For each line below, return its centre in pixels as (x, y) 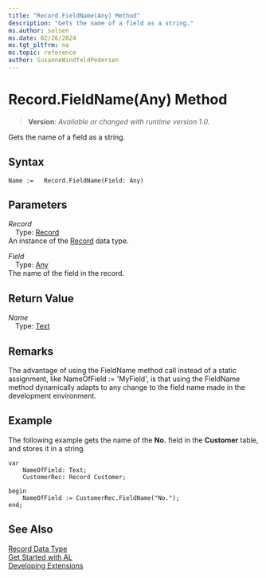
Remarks (31, 351)
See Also (31, 530)
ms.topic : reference (43, 53)
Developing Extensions (46, 565)
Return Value (41, 299)
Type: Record (37, 233)
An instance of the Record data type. (68, 241)
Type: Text (33, 326)
